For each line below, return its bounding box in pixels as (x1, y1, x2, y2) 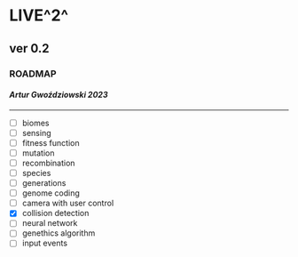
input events (21, 237, 68, 249)
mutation (21, 148, 55, 158)
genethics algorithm (21, 228, 96, 238)
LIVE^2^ (9, 5, 69, 26)
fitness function (21, 137, 80, 148)
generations (21, 178, 67, 189)
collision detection (21, 208, 90, 219)
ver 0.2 (9, 41, 51, 56)
